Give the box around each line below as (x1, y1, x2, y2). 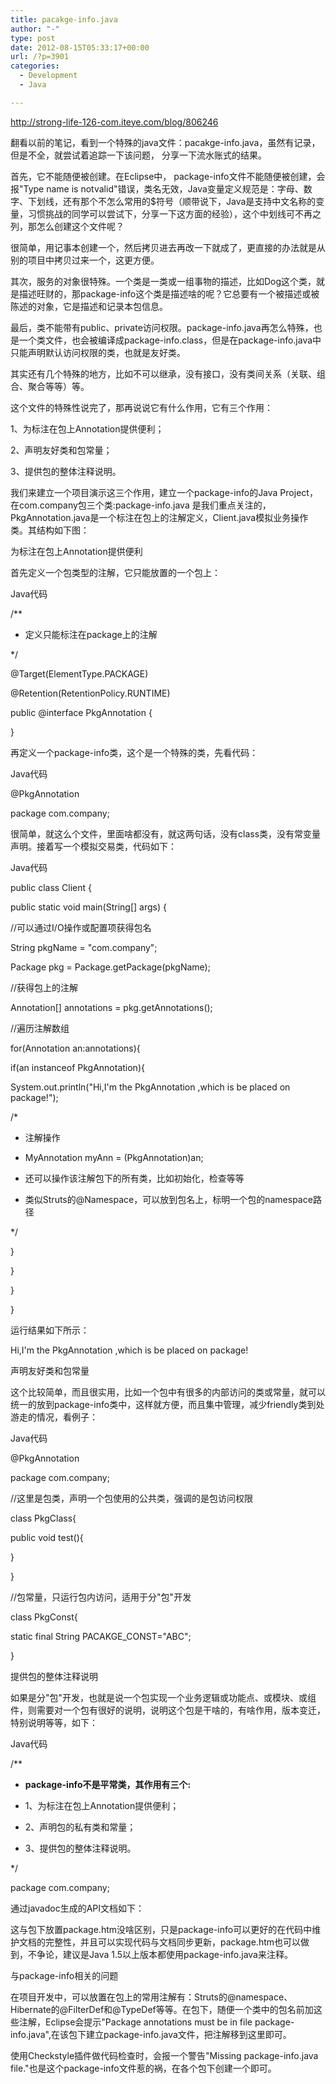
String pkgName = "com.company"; (10, 941, 158, 953)
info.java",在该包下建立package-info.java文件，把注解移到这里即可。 (10, 2028, 292, 2040)
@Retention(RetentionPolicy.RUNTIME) (10, 687, 171, 699)
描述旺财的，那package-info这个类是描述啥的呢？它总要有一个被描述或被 (18, 287, 320, 300)
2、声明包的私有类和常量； (24, 1821, 137, 1833)
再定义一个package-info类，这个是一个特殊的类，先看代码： (10, 746, 259, 758)
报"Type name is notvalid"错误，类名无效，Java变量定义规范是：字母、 (10, 182, 304, 195)
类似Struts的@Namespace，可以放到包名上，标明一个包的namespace (24, 1193, 313, 1205)
